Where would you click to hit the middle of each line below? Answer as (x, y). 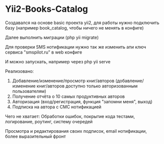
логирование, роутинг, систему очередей (49, 121)
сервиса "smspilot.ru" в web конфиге (44, 52)
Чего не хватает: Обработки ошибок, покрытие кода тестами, (70, 116)
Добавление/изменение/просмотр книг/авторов (63, 81)
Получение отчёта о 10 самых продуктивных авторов (68, 96)
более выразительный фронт (36, 136)
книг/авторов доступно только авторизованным (87, 86)
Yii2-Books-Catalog (47, 9)
